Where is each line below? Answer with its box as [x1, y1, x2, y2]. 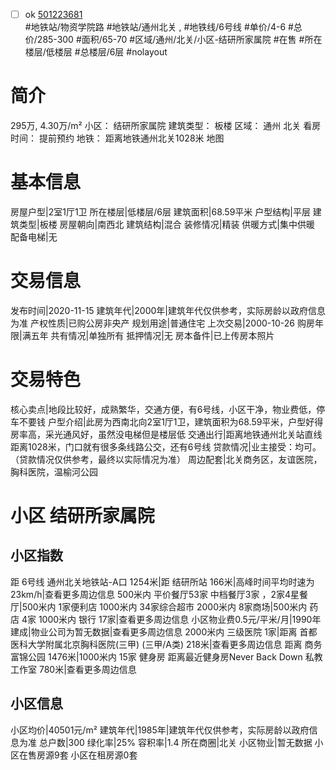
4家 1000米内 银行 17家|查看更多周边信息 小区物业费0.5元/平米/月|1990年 [21, 613, 322, 625]
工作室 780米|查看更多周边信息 [10, 663, 137, 675]
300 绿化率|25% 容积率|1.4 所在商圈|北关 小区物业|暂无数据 [68, 736, 313, 748]
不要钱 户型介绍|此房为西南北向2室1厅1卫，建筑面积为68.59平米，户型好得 [18, 415, 324, 428]
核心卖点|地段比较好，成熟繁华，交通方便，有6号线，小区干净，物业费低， [10, 403, 317, 415]
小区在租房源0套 [70, 749, 138, 761]
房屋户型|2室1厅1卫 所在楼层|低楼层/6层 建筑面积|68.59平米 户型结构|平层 [10, 205, 311, 218]
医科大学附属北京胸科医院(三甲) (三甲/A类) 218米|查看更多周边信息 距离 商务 [10, 638, 323, 650]
